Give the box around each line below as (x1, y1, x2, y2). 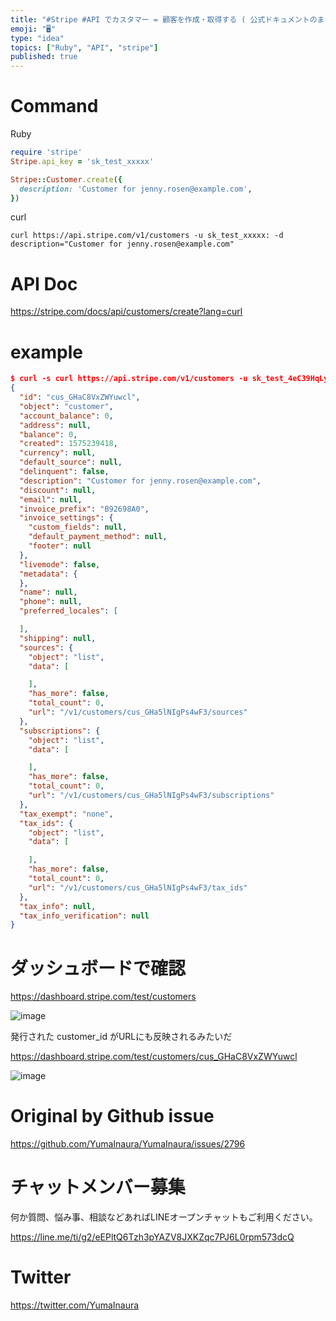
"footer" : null (28, 541, 92, 551)
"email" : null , (19, 494, 83, 505)
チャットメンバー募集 (10, 1176, 186, 1199)
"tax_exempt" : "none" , (19, 809, 114, 819)
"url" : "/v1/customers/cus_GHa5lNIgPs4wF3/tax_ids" (28, 882, 248, 893)
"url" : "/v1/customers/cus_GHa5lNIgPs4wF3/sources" (28, 707, 248, 718)
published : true (10, 52, 78, 62)
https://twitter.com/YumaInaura (10, 1299, 140, 1311)
